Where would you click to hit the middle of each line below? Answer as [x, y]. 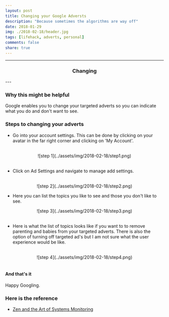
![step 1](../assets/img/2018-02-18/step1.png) [84, 156]
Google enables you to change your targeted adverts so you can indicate [81, 106]
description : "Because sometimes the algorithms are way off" [72, 21]
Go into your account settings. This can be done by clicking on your [83, 135]
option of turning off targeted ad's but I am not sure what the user [81, 236]
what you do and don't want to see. [42, 111]
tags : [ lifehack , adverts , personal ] [45, 37]
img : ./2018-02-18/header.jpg [37, 32]
